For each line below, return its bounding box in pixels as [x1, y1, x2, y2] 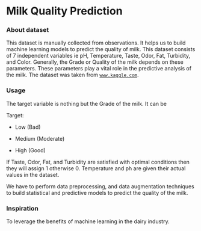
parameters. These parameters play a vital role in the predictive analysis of [6, 65, 191, 72]
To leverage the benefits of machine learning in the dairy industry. [6, 218, 170, 225]
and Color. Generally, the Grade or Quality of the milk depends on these [6, 58, 184, 66]
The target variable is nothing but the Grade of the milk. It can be [6, 100, 167, 107]
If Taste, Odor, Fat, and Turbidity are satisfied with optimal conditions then [6, 158, 190, 165]
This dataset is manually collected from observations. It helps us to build [6, 39, 186, 46]
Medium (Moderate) [14, 135, 65, 142]
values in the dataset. [6, 171, 60, 178]
